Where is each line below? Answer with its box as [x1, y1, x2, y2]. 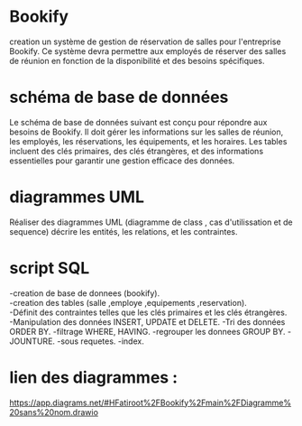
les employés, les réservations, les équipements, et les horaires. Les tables [9, 135, 288, 146]
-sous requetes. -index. [57, 336, 144, 347]
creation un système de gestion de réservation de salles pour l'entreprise [9, 36, 281, 47]
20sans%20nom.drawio [9, 406, 99, 417]
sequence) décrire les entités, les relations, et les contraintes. [9, 226, 238, 236]
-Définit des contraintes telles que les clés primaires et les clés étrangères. [9, 307, 288, 318]
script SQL [9, 258, 90, 278]
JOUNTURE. [9, 336, 56, 347]
